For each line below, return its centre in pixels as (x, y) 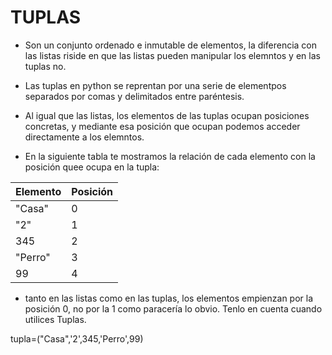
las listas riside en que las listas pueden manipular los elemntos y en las (172, 55)
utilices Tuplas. (55, 319)
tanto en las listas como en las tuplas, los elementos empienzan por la (169, 298)
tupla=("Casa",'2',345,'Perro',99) (77, 338)
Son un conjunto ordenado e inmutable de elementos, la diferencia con (171, 45)
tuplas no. (45, 66)
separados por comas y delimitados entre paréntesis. (134, 96)
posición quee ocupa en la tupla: (92, 167)
